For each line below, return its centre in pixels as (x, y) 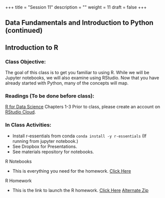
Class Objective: (26, 62)
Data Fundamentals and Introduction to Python (79, 23)
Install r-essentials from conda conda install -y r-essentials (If (79, 136)
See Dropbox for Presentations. (45, 146)
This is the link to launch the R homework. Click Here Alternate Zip (80, 190)
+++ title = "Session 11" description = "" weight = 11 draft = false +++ (76, 7)
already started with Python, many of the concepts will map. (67, 83)
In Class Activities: (28, 125)
